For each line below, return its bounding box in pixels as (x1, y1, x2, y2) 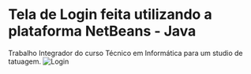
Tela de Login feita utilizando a (8, 6, 212, 24)
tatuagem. (8, 57, 42, 66)
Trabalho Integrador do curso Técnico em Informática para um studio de (8, 48, 243, 57)
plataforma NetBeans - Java (8, 22, 197, 40)
